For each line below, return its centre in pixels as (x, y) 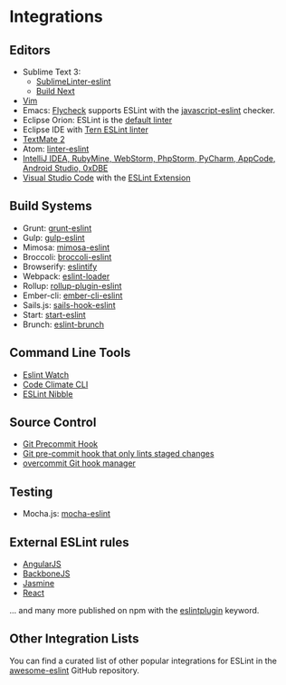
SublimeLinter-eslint (73, 82)
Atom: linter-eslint (56, 149)
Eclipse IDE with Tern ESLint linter (86, 130)
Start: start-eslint (54, 314)
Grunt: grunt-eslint (57, 227)
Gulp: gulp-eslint (53, 237)
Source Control (53, 423)
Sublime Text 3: (52, 72)
